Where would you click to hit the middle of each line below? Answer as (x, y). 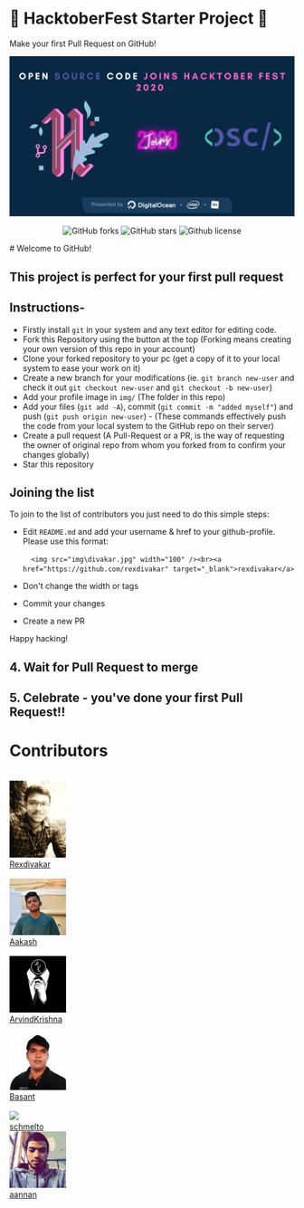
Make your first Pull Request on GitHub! (83, 43)
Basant (23, 1096)
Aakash (24, 941)
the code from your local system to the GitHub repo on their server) (148, 425)
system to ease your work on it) (81, 368)
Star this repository (58, 464)
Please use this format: (65, 541)
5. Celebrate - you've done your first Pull (126, 698)
